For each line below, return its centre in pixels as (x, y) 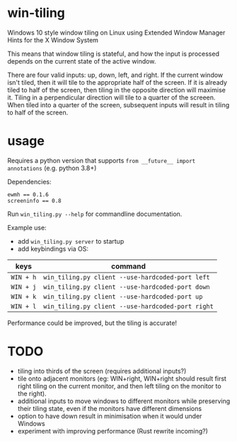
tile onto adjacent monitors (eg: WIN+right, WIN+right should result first (122, 378)
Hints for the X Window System (53, 40)
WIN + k (24, 297)
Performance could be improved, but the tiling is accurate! (92, 323)
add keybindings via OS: (53, 249)
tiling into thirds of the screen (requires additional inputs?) (102, 371)
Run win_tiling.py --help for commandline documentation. (95, 214)
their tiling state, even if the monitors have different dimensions (110, 408)
